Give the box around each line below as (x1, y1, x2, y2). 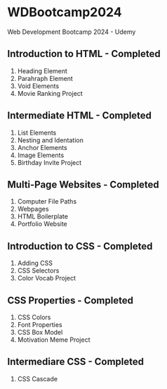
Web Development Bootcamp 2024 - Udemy (7, 27, 136, 36)
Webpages (17, 205, 49, 214)
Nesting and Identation (17, 135, 84, 144)
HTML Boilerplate (17, 212, 69, 221)
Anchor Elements (17, 143, 68, 152)
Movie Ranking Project (17, 89, 83, 97)
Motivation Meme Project (17, 335, 91, 344)
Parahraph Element (17, 74, 74, 82)
